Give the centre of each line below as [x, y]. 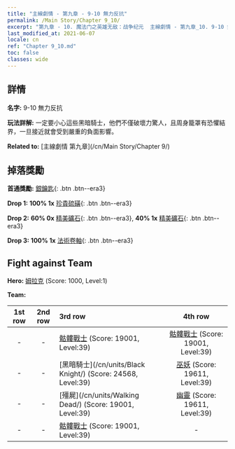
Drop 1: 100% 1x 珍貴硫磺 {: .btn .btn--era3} [70, 203]
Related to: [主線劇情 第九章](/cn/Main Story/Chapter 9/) [88, 146]
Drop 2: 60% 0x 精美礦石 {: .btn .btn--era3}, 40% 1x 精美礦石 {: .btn [104, 219]
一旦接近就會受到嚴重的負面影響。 [68, 131]
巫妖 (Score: [196, 365]
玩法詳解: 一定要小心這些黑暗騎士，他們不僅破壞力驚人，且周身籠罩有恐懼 [113, 123]
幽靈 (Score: [196, 395]
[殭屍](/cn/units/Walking [99, 395]
